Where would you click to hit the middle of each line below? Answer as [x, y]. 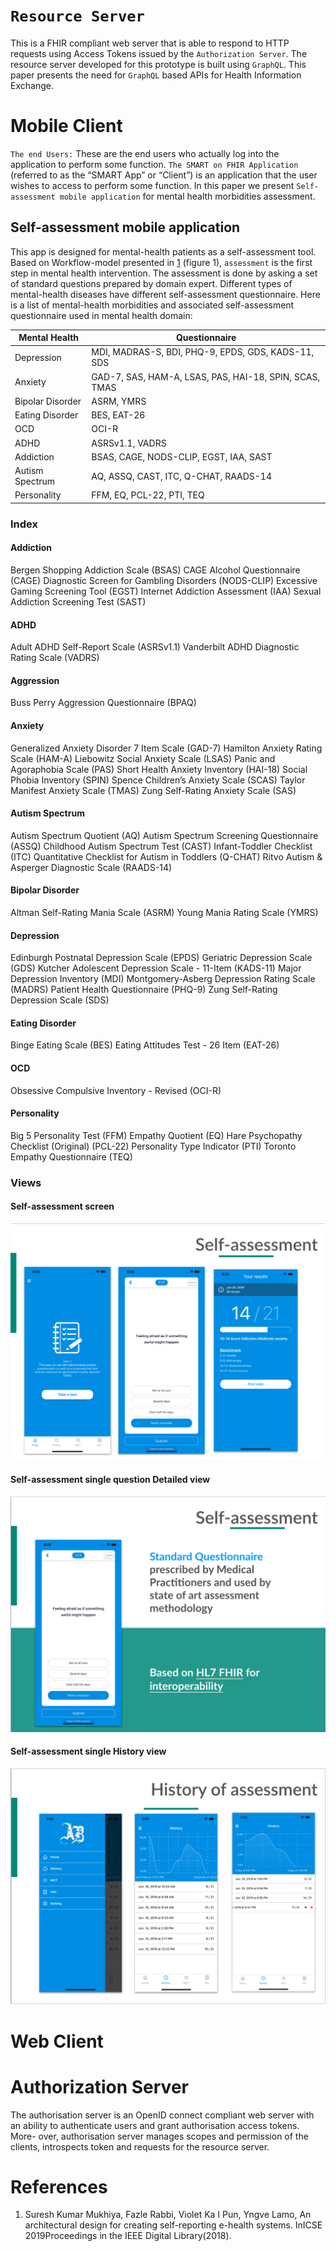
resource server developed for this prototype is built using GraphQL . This [158, 64]
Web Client [57, 2041]
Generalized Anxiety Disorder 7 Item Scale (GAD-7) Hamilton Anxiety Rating [166, 748]
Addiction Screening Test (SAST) [78, 602]
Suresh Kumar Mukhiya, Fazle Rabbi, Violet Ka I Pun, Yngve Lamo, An [168, 2215]
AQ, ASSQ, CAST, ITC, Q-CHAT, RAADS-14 [181, 476]
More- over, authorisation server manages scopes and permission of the [159, 2136]
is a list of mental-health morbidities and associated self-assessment [152, 305]
